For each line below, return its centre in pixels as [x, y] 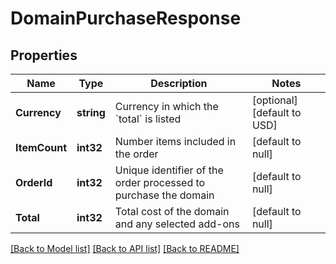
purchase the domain [164, 195]
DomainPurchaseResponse [126, 18]
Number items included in [175, 141]
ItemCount [41, 147]
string [91, 112]
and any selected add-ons [177, 224]
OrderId [34, 182]
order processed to [160, 182]
